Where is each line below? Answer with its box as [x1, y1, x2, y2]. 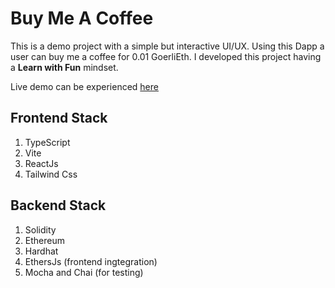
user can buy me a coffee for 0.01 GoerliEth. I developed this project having [10, 50, 322, 62]
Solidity [24, 223, 57, 236]
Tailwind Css [24, 168, 78, 180]
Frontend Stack [10, 110, 108, 127]
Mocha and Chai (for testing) [24, 266, 144, 278]
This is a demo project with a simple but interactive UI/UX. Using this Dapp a [10, 40, 325, 52]
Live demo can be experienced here [10, 80, 159, 92]
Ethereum [24, 234, 65, 246]
